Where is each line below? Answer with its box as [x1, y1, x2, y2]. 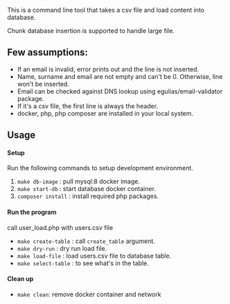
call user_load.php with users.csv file [7, 223, 113, 231]
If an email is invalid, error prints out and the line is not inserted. [17, 65, 200, 73]
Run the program [7, 208, 57, 216]
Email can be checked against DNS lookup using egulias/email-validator [17, 87, 223, 96]
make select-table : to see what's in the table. [17, 259, 149, 267]
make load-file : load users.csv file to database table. [17, 251, 172, 260]
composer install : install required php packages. [17, 192, 159, 200]
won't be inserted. [17, 80, 69, 88]
